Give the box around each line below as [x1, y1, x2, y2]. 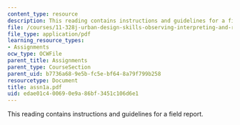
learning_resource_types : [7, 37, 84, 44]
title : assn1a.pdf [7, 84, 62, 91]
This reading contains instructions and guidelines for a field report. [7, 110, 204, 119]
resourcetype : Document [7, 76, 79, 84]
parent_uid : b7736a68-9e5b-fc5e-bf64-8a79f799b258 [7, 70, 161, 77]
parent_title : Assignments [7, 57, 88, 64]
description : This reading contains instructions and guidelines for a [7, 17, 225, 24]
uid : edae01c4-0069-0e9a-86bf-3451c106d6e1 [7, 90, 139, 97]
